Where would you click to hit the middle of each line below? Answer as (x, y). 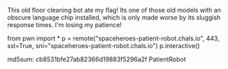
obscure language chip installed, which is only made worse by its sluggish (114, 17)
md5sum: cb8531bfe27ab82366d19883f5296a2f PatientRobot (97, 59)
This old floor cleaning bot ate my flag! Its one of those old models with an (114, 10)
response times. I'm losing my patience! (65, 25)
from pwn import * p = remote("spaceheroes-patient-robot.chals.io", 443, (114, 38)
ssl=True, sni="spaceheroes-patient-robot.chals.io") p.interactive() (104, 46)
